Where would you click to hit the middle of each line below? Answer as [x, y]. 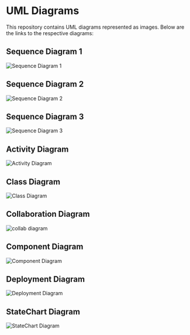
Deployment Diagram [46, 279]
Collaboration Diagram [48, 214]
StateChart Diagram [43, 312]
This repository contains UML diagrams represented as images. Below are [95, 27]
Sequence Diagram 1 [44, 52]
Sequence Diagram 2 [45, 84]
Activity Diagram [37, 149]
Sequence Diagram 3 [45, 116]
